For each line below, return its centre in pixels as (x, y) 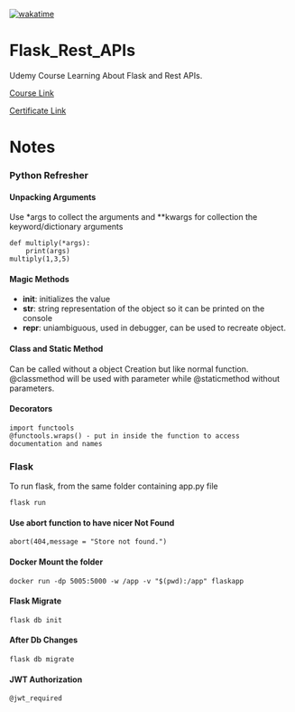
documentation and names (56, 443)
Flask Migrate (36, 601)
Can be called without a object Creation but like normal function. (129, 369)
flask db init (36, 620)
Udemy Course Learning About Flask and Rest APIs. (106, 75)
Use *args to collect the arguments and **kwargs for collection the (134, 217)
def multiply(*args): (50, 243)
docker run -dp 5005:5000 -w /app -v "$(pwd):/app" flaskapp (127, 581)
